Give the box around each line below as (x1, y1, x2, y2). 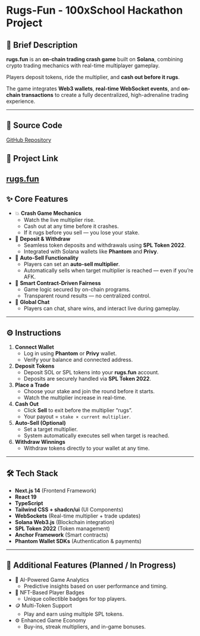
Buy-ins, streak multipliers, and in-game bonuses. (23, 623, 146, 630)
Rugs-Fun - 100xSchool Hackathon (6, 4, 183, 17)
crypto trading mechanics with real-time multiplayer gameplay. (6, 62, 160, 69)
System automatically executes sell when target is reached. (23, 432, 170, 439)
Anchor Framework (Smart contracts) (14, 531, 108, 538)
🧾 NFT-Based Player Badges (14, 588, 85, 596)
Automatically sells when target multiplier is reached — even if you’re (23, 267, 193, 274)
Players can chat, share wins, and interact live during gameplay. (23, 305, 180, 312)
